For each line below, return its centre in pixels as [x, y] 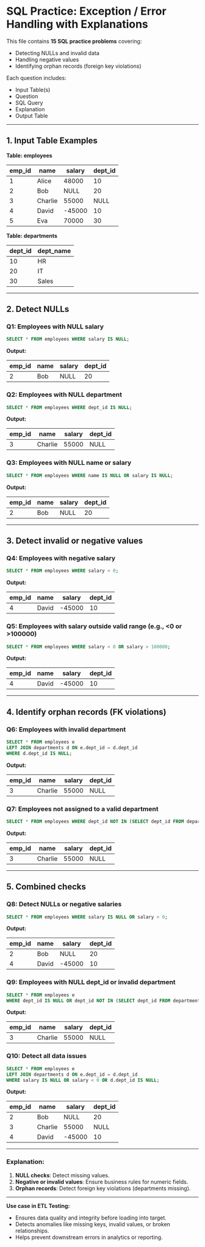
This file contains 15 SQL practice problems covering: [74, 41]
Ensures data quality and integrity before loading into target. [91, 1218]
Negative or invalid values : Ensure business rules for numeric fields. [102, 1182]
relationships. [32, 1230]
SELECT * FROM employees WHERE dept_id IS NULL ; [69, 407]
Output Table [31, 116]
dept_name [54, 251]
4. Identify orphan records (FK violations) [86, 712]
